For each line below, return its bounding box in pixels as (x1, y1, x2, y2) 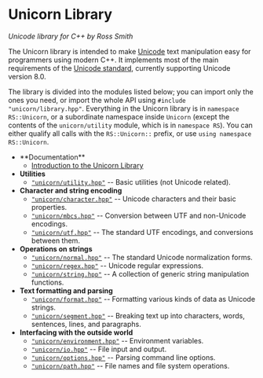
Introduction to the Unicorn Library (31, 160, 144, 170)
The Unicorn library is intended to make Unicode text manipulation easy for (8, 46, 251, 56)
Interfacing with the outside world (19, 328, 133, 337)
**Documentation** (19, 152, 86, 162)
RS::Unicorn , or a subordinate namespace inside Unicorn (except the (8, 112, 230, 121)
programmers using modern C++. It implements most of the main (8, 55, 219, 64)
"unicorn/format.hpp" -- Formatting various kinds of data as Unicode (31, 294, 256, 303)
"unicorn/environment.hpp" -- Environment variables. (31, 336, 204, 345)
